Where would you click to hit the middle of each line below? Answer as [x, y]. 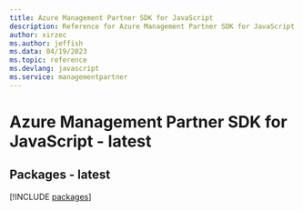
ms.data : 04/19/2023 [49, 52]
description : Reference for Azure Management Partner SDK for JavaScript [152, 26]
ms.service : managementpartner [69, 77]
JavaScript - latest [81, 141]
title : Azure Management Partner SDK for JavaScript [111, 18]
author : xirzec [38, 35]
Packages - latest [60, 175]
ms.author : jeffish [46, 43]
